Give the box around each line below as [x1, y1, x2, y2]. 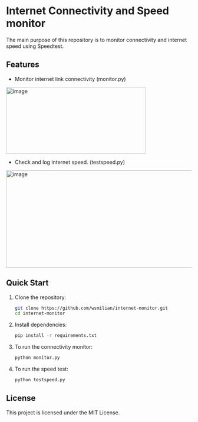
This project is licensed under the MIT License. [6, 409, 120, 416]
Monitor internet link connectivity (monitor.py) [14, 75, 126, 82]
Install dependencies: [14, 321, 67, 329]
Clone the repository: [14, 294, 67, 301]
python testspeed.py [14, 377, 65, 383]
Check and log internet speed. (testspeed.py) [14, 158, 126, 165]
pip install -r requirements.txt [14, 333, 97, 339]
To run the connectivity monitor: [14, 343, 93, 350]
